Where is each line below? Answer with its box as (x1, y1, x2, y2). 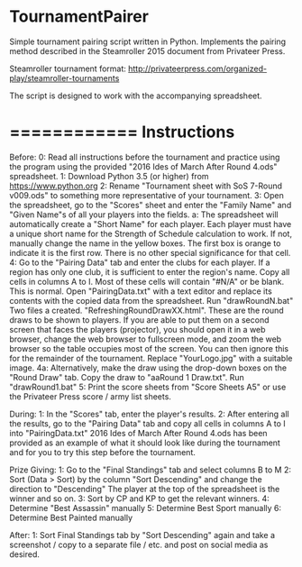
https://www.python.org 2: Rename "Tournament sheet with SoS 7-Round (9, 180, 282, 191)
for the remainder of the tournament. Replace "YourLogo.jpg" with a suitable (9, 352, 293, 363)
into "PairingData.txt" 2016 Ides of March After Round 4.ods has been (9, 427, 268, 438)
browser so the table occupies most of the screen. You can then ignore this (9, 343, 289, 353)
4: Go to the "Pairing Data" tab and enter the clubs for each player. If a (9, 257, 270, 268)
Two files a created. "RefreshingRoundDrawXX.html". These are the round (9, 305, 284, 316)
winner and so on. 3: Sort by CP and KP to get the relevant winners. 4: (9, 493, 270, 504)
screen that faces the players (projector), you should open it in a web (9, 324, 266, 334)
